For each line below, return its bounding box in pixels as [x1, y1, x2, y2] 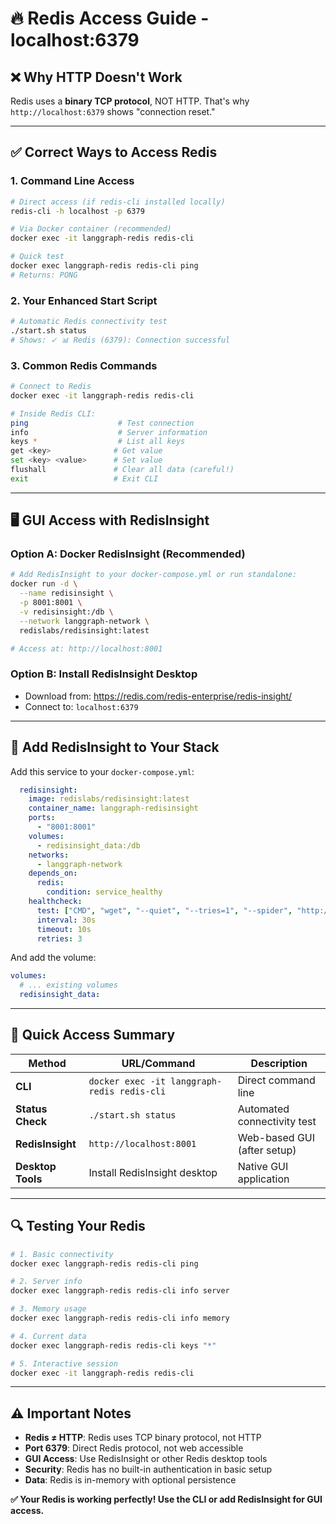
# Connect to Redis [10, 382, 92, 392]
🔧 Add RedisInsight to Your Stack [10, 739, 220, 756]
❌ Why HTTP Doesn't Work [10, 68, 183, 86]
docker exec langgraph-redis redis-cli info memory [10, 1313, 230, 1324]
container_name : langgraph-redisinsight [28, 803, 199, 814]
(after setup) [237, 1143, 297, 1157]
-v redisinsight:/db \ [19, 607, 114, 617]
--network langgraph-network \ [19, 616, 150, 626]
